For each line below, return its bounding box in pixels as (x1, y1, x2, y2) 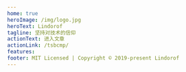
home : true (7, 10, 38, 17)
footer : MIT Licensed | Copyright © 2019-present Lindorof (7, 55, 180, 62)
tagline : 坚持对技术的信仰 (7, 29, 76, 36)
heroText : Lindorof (7, 23, 63, 29)
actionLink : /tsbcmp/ (7, 42, 69, 49)
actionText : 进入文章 (7, 36, 65, 43)
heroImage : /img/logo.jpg (7, 16, 81, 23)
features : (7, 49, 36, 56)
